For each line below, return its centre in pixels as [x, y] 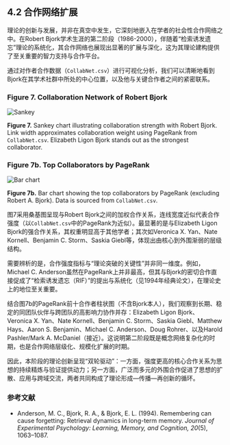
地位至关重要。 [40, 289]
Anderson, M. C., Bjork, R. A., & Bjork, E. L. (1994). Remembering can [114, 413]
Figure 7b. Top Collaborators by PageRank [78, 165]
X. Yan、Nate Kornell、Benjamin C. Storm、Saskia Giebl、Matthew [128, 321]
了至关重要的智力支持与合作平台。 [55, 56]
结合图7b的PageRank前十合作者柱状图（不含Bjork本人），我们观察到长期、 [112, 304]
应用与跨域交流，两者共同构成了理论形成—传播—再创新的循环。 [109, 378]
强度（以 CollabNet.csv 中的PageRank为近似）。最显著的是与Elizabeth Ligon [112, 223]
